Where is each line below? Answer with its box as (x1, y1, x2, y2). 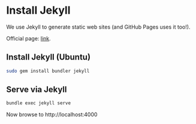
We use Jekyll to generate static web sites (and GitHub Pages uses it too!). (6, 23, 191, 30)
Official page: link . (6, 35, 51, 42)
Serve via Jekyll (6, 85, 67, 95)
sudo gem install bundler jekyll (6, 68, 90, 74)
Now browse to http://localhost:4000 (6, 111, 98, 118)
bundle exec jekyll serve (6, 100, 71, 106)
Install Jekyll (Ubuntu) (6, 52, 91, 63)
